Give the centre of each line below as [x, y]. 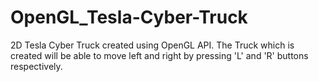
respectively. [36, 66]
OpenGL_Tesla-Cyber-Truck [129, 17]
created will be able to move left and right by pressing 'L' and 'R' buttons [159, 55]
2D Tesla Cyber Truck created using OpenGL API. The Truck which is [152, 45]
